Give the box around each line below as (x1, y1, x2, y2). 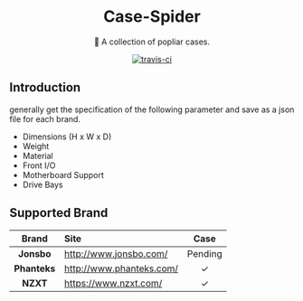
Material (22, 150, 53, 161)
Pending (186, 247, 223, 259)
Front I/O (22, 160, 56, 171)
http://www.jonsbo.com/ (64, 247, 168, 259)
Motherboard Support (22, 169, 104, 180)
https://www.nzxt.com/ (64, 277, 163, 289)
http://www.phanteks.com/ (64, 262, 179, 275)
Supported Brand (9, 205, 109, 221)
